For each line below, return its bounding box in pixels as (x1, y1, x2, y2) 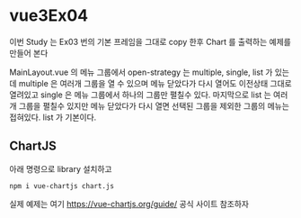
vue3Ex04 (9, 5, 89, 26)
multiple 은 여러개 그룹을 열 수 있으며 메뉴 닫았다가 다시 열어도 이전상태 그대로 (18, 77, 292, 88)
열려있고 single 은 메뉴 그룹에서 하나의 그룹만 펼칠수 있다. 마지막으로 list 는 (9, 89, 271, 100)
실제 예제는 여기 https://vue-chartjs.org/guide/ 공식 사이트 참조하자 (9, 198, 250, 209)
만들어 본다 (9, 47, 49, 59)
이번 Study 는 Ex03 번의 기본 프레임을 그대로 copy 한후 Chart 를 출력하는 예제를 (9, 36, 292, 47)
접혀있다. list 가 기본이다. (9, 112, 97, 123)
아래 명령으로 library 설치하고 (9, 163, 112, 174)
